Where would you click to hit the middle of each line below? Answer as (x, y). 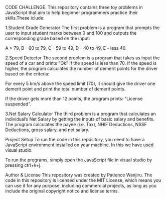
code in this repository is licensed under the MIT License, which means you (83, 180)
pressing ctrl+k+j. (23, 165)
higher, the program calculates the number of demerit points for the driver (81, 68)
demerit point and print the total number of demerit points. (65, 89)
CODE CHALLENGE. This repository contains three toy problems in (74, 7)
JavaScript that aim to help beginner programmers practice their (72, 13)
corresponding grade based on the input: (48, 38)
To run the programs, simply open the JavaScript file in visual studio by (79, 160)
